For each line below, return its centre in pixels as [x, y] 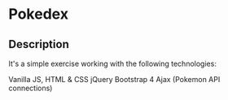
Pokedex [39, 14]
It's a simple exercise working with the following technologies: [113, 63]
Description [39, 44]
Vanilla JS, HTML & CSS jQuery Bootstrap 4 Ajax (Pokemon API [114, 79]
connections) [31, 88]
